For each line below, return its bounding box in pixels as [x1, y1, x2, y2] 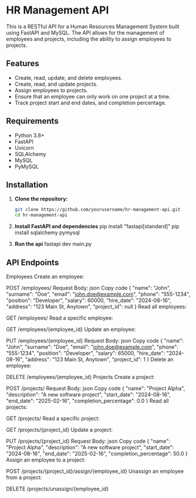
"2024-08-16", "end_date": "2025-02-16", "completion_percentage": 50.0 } [6, 450, 188, 457]
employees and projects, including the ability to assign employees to [6, 35, 172, 42]
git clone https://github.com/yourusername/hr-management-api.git [14, 206, 181, 213]
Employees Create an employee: [6, 273, 85, 280]
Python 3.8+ [14, 131, 45, 138]
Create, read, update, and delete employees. [14, 74, 123, 81]
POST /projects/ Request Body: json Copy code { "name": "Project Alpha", [6, 385, 185, 392]
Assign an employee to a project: [6, 456, 86, 463]
